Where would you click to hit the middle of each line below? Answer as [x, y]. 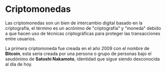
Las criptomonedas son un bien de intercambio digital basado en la [74, 23]
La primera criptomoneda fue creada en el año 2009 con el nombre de [77, 48]
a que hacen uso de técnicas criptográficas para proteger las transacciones [83, 33]
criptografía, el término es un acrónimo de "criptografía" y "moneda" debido [83, 28]
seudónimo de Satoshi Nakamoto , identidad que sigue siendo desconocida [83, 59]
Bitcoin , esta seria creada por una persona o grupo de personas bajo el [78, 54]
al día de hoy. [19, 64]
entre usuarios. [21, 39]
